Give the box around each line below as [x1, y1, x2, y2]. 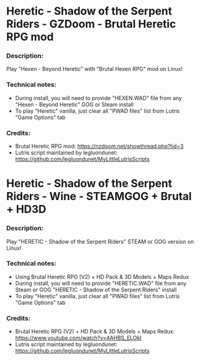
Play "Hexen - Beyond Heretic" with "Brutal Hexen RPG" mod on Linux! [6, 65, 183, 73]
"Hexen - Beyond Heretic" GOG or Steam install [15, 101, 134, 108]
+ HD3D [6, 202, 47, 216]
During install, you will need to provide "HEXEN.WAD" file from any [15, 94, 182, 101]
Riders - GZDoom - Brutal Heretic [6, 17, 176, 31]
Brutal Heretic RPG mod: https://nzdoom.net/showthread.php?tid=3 [15, 142, 184, 150]
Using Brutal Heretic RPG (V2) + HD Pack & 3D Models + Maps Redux [15, 273, 189, 280]
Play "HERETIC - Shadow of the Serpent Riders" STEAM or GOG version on [6, 238, 194, 245]
